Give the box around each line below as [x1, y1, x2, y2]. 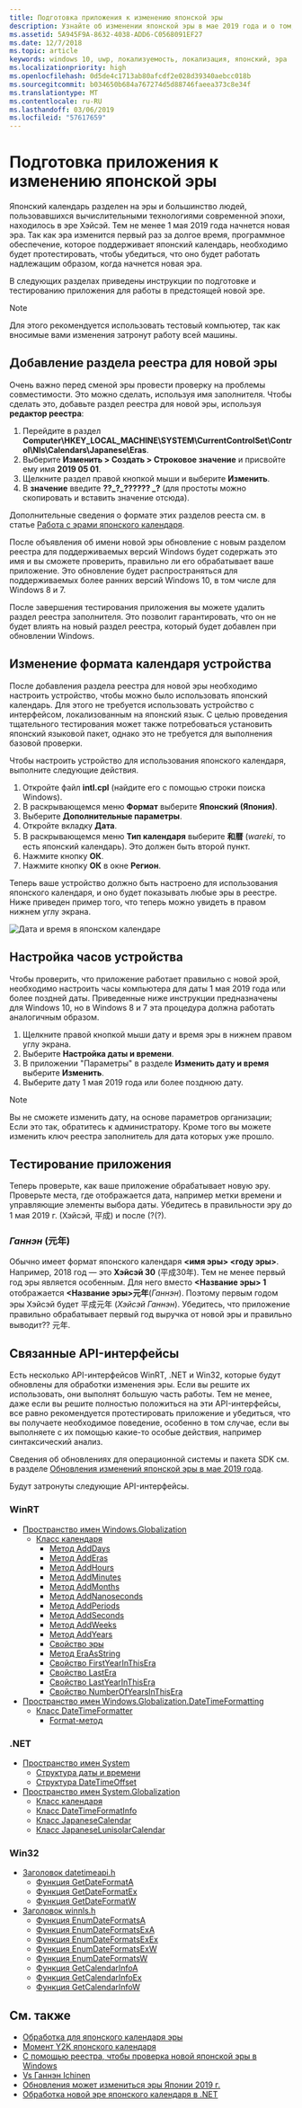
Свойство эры [49, 1638, 105, 1649]
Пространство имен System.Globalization [22, 1786, 181, 1797]
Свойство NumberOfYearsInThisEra [49, 1686, 183, 1696]
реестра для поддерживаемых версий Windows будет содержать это [9, 545, 278, 557]
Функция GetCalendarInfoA [35, 1962, 138, 1973]
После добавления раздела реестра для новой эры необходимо [9, 680, 258, 691]
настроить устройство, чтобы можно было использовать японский [9, 689, 268, 701]
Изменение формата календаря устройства [9, 657, 272, 672]
